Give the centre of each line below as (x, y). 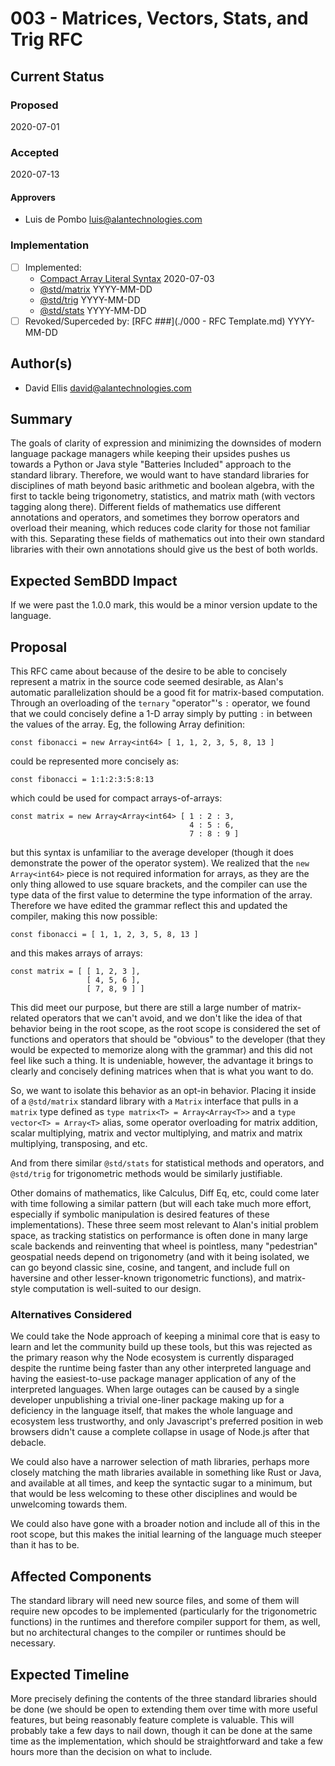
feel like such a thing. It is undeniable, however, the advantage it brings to (162, 1061)
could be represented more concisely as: (95, 761)
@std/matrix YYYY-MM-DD (96, 289)
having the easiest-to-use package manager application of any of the (153, 1379)
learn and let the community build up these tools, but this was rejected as (161, 1347)
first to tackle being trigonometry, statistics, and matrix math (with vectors (163, 496)
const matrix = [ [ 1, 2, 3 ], (75, 972)
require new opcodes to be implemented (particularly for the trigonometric (164, 1611)
